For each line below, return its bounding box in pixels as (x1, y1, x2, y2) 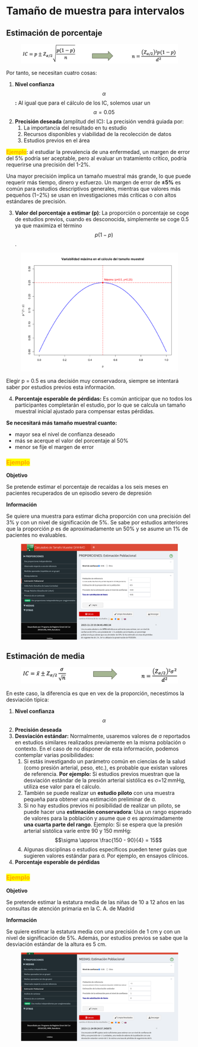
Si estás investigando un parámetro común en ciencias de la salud (23, 758, 186, 765)
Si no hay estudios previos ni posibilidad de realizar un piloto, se (23, 802, 181, 809)
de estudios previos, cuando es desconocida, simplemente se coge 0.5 (14, 215, 189, 222)
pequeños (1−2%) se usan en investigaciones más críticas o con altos (6, 191, 177, 199)
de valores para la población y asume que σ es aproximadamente (23, 815, 184, 822)
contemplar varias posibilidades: (14, 752, 95, 759)
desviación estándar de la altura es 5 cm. (6, 941, 107, 948)
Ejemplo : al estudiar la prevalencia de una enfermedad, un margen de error (6, 148, 190, 155)
